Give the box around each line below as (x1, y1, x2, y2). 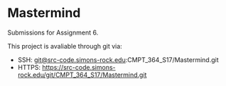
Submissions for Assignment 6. (7, 28, 99, 37)
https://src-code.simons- (42, 63, 116, 71)
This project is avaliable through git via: (7, 42, 122, 50)
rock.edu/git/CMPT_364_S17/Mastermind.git (17, 70, 147, 79)
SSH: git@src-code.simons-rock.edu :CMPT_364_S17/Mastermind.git (17, 55, 219, 64)
